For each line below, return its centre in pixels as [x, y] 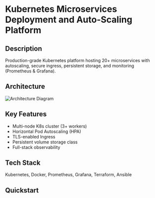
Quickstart [22, 190]
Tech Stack [23, 163]
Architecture [25, 87]
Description [24, 48]
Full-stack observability [36, 147]
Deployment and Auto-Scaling [69, 20]
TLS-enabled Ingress [34, 136]
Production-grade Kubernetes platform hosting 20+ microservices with [77, 60]
